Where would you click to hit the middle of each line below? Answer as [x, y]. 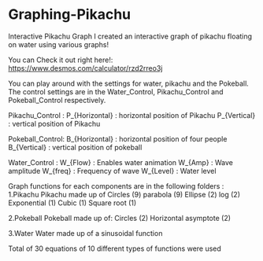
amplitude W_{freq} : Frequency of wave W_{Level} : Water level [112, 171]
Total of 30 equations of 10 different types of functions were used [115, 248]
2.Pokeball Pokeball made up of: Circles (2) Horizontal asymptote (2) [119, 218]
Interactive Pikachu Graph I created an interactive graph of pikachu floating [130, 36]
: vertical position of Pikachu [54, 123]
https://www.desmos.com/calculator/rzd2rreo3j [85, 68]
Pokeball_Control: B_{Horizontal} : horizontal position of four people [118, 138]
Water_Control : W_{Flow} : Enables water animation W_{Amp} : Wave [121, 162]
